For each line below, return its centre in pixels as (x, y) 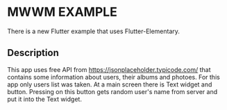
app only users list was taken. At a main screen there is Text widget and (110, 84)
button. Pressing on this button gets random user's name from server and (112, 91)
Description (33, 53)
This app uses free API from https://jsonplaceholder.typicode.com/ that (109, 69)
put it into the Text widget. (44, 99)
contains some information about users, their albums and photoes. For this (113, 77)
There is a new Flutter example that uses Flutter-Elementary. (94, 31)
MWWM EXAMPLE (62, 12)
